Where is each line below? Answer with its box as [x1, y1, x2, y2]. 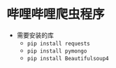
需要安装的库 [16, 31, 54, 39]
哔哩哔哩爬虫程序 [6, 6, 106, 22]
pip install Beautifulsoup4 [27, 55, 109, 62]
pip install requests [27, 40, 90, 47]
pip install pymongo [27, 47, 87, 55]
